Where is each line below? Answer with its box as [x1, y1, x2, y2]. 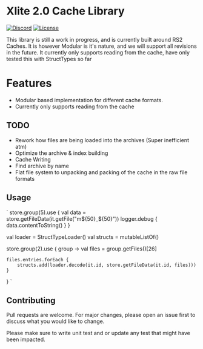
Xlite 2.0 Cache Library [6, 4, 125, 18]
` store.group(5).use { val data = [6, 209, 87, 216]
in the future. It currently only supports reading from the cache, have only [6, 48, 190, 56]
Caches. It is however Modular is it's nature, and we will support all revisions [6, 42, 197, 50]
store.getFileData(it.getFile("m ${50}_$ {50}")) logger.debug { [6, 215, 158, 222]
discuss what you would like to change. [6, 318, 105, 325]
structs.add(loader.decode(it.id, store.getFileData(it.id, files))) [17, 262, 197, 268]
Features [6, 77, 52, 90]
